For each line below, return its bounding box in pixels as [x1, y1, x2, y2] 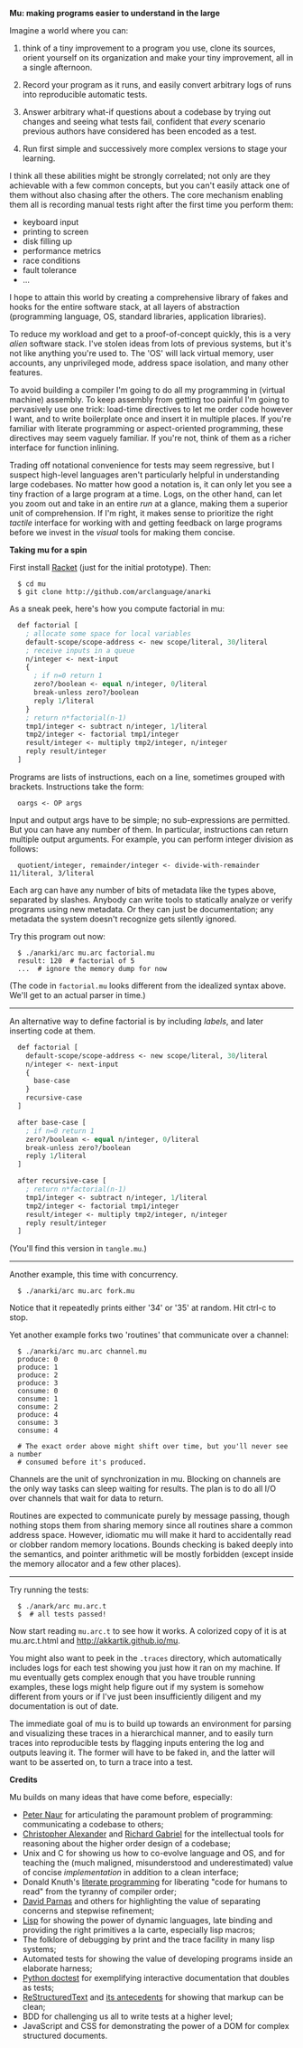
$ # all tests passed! [17, 1609, 106, 1619]
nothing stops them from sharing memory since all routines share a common [9, 1520, 293, 1531]
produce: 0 [17, 1355, 59, 1364]
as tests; [22, 1982, 55, 1993]
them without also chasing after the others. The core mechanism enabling [9, 190, 284, 200]
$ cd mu [17, 580, 47, 589]
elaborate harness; [22, 1963, 93, 1974]
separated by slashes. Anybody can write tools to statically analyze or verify [9, 894, 293, 905]
